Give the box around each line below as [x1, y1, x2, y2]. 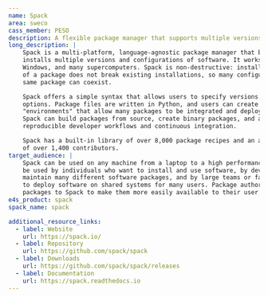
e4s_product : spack [8, 196, 73, 204]
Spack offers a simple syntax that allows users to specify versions [22, 92, 259, 100]
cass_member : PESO [8, 26, 69, 34]
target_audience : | [8, 151, 73, 159]
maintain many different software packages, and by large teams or [22, 174, 251, 182]
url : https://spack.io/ [22, 233, 102, 240]
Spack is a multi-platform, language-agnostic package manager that [22, 49, 255, 57]
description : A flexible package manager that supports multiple [8, 33, 230, 42]
